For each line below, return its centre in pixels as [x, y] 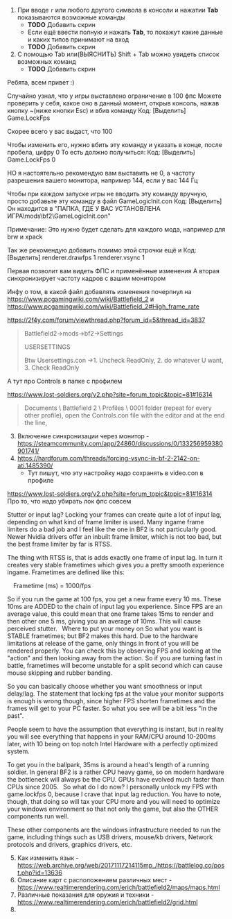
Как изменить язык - [48, 858]
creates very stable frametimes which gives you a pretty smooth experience [116, 565]
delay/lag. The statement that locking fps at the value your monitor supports [115, 694]
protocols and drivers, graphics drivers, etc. [70, 844]
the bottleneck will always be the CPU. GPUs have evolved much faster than [116, 779]
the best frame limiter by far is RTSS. [60, 544]
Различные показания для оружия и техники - [86, 895]
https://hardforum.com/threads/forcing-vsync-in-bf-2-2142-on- [108, 458]
